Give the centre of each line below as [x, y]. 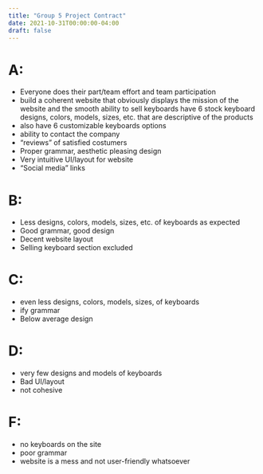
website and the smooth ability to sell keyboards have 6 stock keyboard [137, 109]
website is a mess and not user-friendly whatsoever [105, 461]
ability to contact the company [70, 134]
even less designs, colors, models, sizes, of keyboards [110, 302]
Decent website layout [57, 239]
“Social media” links [53, 168]
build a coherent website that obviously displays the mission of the [129, 100]
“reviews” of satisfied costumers [73, 143]
